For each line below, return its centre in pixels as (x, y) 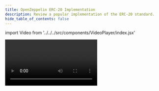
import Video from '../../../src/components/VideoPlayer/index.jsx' (70, 33)
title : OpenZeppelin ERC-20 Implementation (50, 10)
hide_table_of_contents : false (37, 19)
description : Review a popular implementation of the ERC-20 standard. (80, 14)
